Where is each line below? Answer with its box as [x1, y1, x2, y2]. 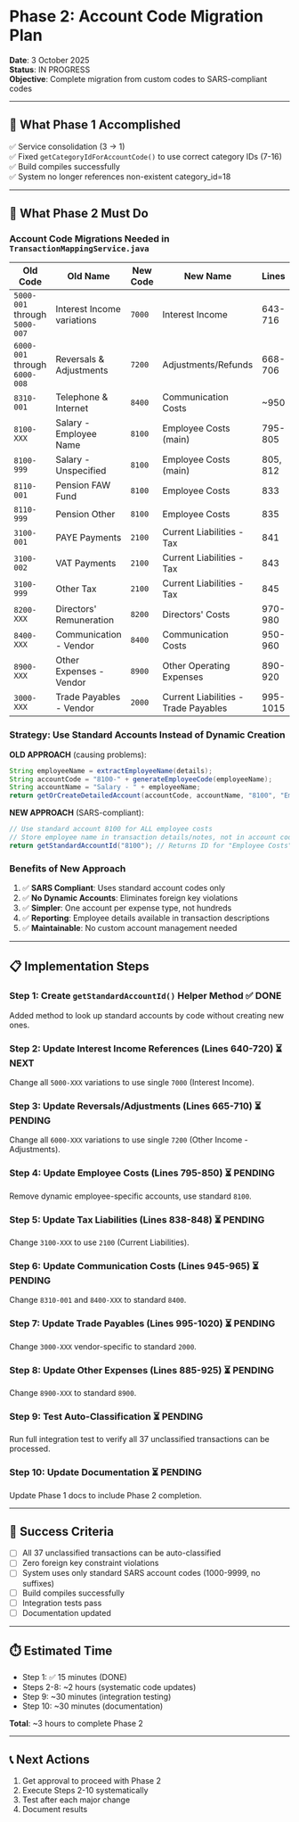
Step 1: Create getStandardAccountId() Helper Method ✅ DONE [9, 990, 282, 1002]
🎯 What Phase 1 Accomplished [9, 118, 181, 133]
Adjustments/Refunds [162, 359, 254, 371]
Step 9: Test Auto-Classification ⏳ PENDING [9, 1410, 204, 1422]
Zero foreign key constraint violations [21, 1558, 159, 1569]
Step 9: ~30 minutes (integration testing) [21, 1691, 172, 1702]
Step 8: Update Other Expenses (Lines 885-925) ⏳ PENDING [9, 1364, 274, 1376]
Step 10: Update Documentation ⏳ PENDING [9, 1466, 202, 1479]
